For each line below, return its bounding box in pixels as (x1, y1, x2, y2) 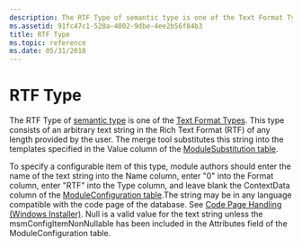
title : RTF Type (9, 30, 70, 39)
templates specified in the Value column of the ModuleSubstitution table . (9, 144, 279, 154)
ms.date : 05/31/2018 (9, 47, 87, 56)
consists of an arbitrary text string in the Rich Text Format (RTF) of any (9, 125, 271, 136)
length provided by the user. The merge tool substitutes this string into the (9, 134, 284, 145)
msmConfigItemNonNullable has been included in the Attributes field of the (9, 218, 288, 229)
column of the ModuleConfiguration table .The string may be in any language (9, 190, 292, 200)
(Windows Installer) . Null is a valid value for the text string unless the (9, 208, 263, 220)
